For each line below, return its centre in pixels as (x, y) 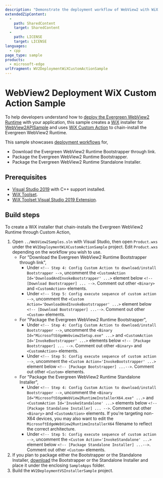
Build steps (22, 215)
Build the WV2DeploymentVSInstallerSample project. (63, 470)
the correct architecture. (51, 429)
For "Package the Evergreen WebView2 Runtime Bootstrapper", (83, 319)
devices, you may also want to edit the (75, 418)
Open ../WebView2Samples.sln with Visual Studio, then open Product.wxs (85, 241)
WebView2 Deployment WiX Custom (81, 93)
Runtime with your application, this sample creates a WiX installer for (74, 122)
